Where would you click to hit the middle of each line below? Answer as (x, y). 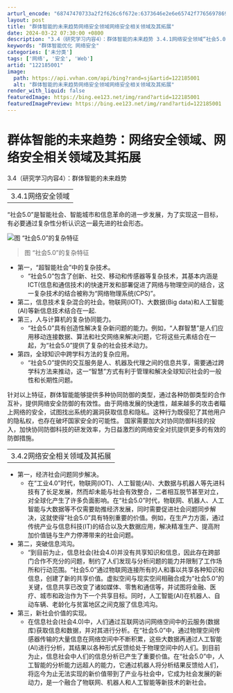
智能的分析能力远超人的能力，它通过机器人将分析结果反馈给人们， (128, 665)
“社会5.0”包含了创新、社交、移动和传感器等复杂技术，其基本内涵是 (123, 276)
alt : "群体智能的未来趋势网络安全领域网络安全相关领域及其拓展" (94, 85)
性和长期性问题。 (52, 380)
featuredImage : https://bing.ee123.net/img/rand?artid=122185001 (103, 98)
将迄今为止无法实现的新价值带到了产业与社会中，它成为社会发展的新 (125, 674)
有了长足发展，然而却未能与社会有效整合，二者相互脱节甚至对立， (128, 491)
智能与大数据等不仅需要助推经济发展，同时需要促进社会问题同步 (119, 509)
